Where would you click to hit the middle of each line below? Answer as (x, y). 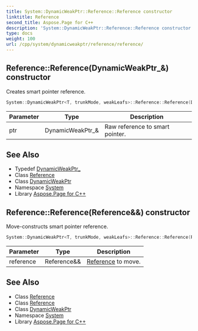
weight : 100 (21, 39)
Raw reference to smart (137, 126)
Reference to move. (113, 262)
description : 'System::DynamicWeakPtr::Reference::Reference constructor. (100, 28)
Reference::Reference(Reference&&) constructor (98, 212)
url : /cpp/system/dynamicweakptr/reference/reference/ (75, 45)
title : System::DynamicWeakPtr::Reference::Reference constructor (89, 11)
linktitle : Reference (33, 17)
